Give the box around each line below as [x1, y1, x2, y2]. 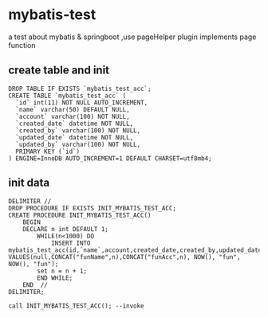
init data [8, 176, 50, 190]
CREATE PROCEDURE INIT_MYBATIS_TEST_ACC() [8, 211, 152, 219]
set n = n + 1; [37, 267, 88, 275]
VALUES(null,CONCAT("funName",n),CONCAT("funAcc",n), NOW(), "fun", [8, 253, 241, 261]
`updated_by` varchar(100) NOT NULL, [15, 140, 141, 148]
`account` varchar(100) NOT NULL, [15, 112, 130, 120]
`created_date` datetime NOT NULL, [15, 120, 134, 128]
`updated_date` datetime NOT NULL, [15, 133, 134, 141]
